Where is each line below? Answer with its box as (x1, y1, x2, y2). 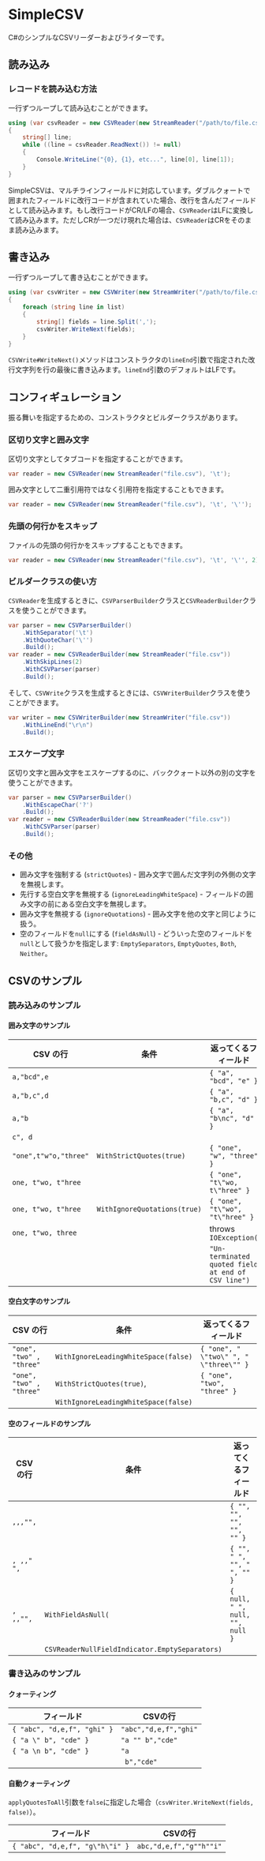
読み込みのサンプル (8, 1000, 81, 1011)
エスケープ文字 (8, 749, 65, 760)
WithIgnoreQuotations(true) (96, 1204, 203, 1214)
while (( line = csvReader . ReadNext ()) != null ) (22, 141, 181, 149)
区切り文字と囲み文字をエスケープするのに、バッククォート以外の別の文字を (8, 767, 256, 777)
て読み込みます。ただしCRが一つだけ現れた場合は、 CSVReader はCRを (8, 215, 231, 224)
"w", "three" (209, 1151, 259, 1160)
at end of (209, 1267, 246, 1277)
